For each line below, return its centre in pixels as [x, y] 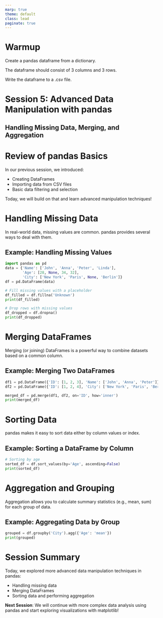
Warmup [23, 47]
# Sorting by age [23, 460]
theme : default [20, 14]
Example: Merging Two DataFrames [60, 371]
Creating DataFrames [33, 179]
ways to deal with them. [29, 237]
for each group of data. [28, 506]
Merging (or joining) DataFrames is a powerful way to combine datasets [77, 351]
